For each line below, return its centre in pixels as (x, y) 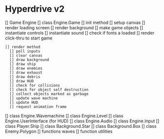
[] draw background (29, 60)
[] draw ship (23, 64)
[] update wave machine (34, 98)
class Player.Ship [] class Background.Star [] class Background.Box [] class (81, 126)
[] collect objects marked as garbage (49, 94)
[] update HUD (24, 102)
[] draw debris (25, 77)
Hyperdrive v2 (35, 9)
